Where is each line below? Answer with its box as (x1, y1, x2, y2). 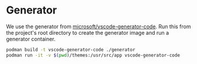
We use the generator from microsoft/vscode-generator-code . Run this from (6, 23, 191, 30)
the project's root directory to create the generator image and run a (6, 29, 169, 36)
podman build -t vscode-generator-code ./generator (6, 46, 135, 53)
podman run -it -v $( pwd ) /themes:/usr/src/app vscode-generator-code (6, 52, 181, 58)
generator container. (6, 35, 56, 42)
